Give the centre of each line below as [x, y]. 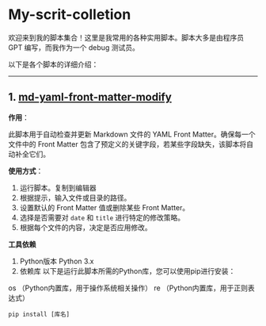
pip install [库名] [39, 314]
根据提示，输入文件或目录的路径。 [75, 198]
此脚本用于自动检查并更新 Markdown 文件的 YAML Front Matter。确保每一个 [132, 134]
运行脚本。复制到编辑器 [58, 187]
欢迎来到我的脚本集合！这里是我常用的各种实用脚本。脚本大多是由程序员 [126, 37]
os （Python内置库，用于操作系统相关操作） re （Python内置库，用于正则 [128, 288]
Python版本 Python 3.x [57, 261]
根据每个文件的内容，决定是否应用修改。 [85, 227]
